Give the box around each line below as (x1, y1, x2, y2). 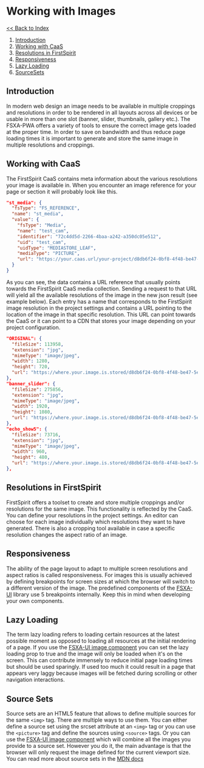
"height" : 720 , (12, 364, 50, 370)
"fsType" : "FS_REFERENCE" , (12, 205, 80, 211)
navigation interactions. (6, 676, 65, 683)
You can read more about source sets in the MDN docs (6, 755, 144, 763)
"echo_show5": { (6, 426, 47, 432)
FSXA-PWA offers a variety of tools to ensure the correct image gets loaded (6, 122, 196, 129)
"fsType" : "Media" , (17, 222, 67, 229)
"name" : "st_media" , (12, 211, 64, 217)
